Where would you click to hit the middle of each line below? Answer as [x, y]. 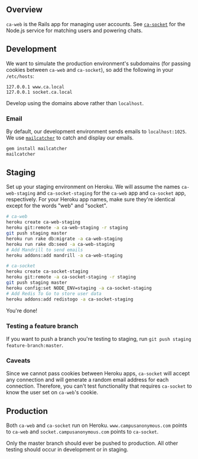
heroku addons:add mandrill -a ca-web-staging [64, 255]
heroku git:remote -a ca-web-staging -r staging [67, 228]
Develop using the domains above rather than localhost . [75, 103]
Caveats [18, 360]
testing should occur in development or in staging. [67, 449]
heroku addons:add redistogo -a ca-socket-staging [70, 299]
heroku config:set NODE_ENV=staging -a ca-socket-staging [79, 288]
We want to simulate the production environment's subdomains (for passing [98, 63]
